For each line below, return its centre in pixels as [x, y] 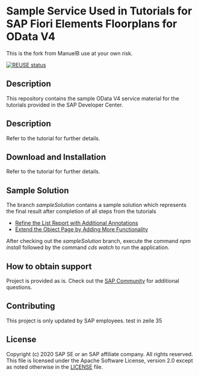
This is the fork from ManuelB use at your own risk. [69, 53]
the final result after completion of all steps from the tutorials [81, 211]
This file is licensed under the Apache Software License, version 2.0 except [100, 360]
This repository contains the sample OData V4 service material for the [93, 98]
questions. [19, 287]
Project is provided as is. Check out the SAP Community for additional [93, 281]
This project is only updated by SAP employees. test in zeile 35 [84, 321]
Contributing [31, 306]
